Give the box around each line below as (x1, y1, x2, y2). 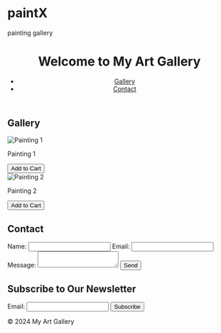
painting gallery (7, 28, 53, 37)
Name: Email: (7, 242, 130, 250)
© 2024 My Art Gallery (7, 317, 75, 325)
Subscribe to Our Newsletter (7, 282, 136, 295)
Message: (7, 261, 37, 270)
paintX (7, 5, 48, 21)
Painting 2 (7, 186, 37, 195)
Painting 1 (7, 149, 36, 158)
